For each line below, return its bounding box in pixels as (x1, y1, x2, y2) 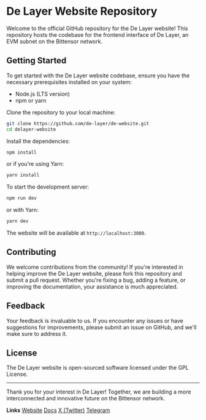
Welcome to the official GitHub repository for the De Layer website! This (6, 25, 188, 32)
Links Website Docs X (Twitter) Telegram (6, 406, 110, 414)
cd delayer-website (6, 126, 56, 133)
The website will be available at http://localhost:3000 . (6, 229, 146, 236)
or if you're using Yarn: (6, 160, 64, 168)
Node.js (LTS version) (15, 90, 71, 98)
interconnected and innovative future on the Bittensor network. (6, 395, 166, 402)
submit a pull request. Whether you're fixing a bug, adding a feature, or (6, 276, 186, 284)
